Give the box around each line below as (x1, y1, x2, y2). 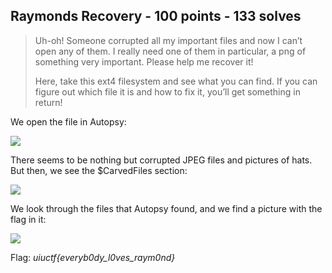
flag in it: (10, 213, 47, 225)
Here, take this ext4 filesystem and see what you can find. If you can (34, 75, 318, 87)
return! (34, 96, 63, 108)
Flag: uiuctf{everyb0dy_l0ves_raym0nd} (10, 251, 176, 263)
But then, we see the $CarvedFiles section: (10, 164, 188, 176)
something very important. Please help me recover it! (34, 55, 254, 68)
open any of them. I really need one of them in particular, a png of (34, 45, 307, 57)
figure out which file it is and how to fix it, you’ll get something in (34, 85, 301, 98)
